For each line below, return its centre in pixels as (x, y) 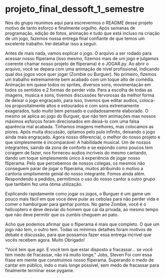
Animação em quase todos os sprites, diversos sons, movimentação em (78, 84)
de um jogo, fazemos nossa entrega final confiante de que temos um (75, 38)
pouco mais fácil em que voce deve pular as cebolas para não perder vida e (82, 199)
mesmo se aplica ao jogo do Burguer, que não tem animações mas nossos (81, 116)
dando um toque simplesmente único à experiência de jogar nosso (73, 158)
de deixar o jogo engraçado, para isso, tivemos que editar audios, (72, 100)
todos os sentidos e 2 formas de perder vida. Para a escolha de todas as (79, 90)
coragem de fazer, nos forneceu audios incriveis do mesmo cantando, (76, 153)
